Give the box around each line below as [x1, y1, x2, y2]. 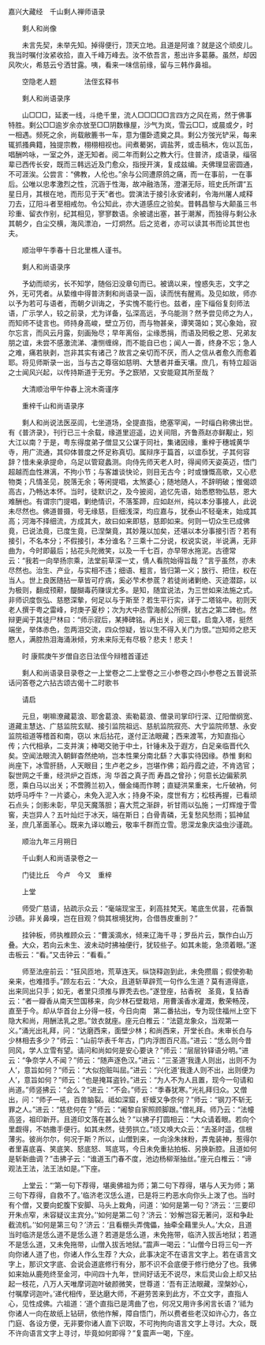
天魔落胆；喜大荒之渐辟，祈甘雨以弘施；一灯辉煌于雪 [84, 800, 257, 810]
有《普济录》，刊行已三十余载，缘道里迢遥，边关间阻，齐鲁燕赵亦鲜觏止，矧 [8, 428, 254, 437]
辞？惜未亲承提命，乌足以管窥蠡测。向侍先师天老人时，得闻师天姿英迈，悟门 [8, 457, 257, 467]
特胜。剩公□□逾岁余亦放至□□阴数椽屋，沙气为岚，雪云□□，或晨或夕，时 [8, 121, 254, 129]
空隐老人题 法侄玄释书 [21, 77, 119, 86]
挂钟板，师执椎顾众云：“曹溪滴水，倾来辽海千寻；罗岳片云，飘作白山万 [21, 930, 254, 940]
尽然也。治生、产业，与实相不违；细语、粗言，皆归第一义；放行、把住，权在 [8, 566, 257, 575]
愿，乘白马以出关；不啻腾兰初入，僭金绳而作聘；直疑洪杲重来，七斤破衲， [8, 781, 250, 790]
